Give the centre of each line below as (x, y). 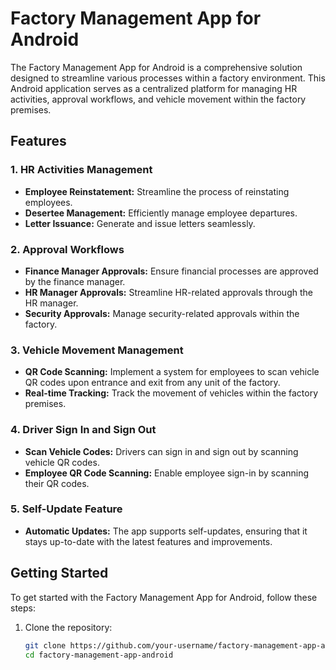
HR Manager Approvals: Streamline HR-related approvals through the (168, 292)
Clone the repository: (68, 627)
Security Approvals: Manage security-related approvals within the (162, 313)
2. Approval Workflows (67, 249)
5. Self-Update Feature (66, 509)
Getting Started (59, 573)
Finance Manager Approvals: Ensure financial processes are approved (171, 271)
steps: (23, 608)
